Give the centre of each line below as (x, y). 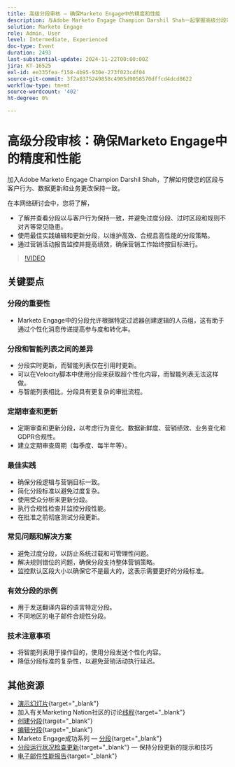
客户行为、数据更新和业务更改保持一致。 (65, 188)
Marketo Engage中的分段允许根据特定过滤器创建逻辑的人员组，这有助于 (121, 320)
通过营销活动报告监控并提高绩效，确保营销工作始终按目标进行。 (109, 244)
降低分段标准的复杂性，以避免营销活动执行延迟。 (88, 661)
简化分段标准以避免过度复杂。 (60, 491)
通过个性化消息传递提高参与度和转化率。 (76, 329)
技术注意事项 (29, 636)
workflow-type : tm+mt (39, 85)
